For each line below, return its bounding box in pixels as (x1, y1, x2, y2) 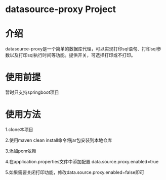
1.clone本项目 (5, 127, 33, 132)
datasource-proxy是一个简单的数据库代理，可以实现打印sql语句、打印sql (5, 46, 157, 52)
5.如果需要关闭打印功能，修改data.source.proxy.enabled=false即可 (5, 169, 144, 175)
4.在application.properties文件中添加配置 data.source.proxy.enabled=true (5, 159, 159, 164)
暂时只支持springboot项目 (5, 89, 59, 95)
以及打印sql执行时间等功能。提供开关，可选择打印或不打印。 (9, 52, 136, 58)
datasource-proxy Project (5, 4, 116, 15)
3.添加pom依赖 (5, 148, 36, 154)
